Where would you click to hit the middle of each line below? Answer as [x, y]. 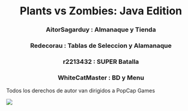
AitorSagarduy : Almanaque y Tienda [101, 30]
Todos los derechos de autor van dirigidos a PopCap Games [80, 91]
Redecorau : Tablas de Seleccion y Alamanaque [101, 46]
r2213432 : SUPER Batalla [101, 61]
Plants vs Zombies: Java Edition [101, 11]
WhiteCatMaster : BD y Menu [101, 78]
